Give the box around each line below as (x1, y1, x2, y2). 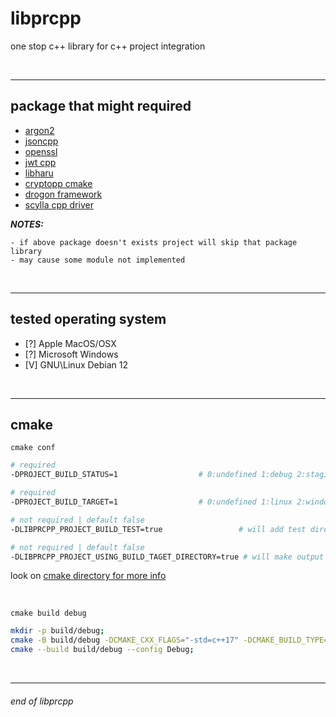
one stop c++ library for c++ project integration (10, 40, 206, 52)
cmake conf (10, 443, 56, 453)
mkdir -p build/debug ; (10, 626, 105, 636)
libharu (24, 167, 54, 179)
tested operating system (10, 311, 167, 328)
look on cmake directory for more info (10, 570, 167, 582)
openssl (24, 145, 58, 157)
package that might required (10, 98, 192, 115)
